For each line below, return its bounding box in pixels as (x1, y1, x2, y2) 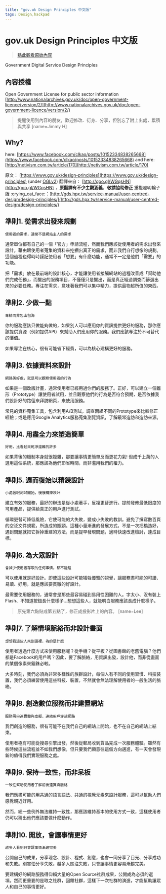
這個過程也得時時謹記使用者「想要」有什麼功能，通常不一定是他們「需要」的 (5, 253, 161, 259)
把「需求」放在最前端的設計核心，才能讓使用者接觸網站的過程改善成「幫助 (5, 270, 157, 276)
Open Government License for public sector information (5, 91, 119, 97)
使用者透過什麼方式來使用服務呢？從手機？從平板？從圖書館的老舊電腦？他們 (5, 648, 161, 654)
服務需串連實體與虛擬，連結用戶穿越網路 (5, 714, 75, 719)
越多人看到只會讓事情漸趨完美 (5, 845, 57, 850)
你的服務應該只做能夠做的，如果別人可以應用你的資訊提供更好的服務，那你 (5, 322, 157, 328)
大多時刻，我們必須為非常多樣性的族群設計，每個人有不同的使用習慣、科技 (5, 671, 157, 677)
